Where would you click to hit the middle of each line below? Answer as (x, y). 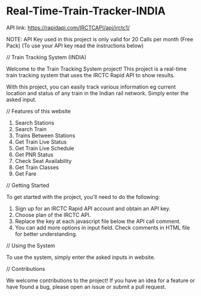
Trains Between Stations (45, 135)
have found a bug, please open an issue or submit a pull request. (86, 286)
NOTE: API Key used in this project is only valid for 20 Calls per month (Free (100, 39)
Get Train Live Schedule (44, 148)
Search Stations (34, 123)
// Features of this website (38, 111)
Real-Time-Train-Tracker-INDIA (86, 11)
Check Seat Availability (43, 161)
